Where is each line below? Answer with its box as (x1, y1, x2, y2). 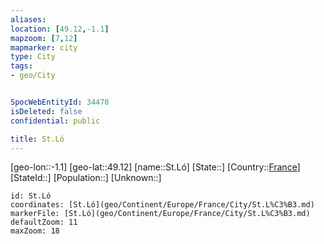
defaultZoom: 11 (10, 217, 78, 228)
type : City (10, 52, 56, 62)
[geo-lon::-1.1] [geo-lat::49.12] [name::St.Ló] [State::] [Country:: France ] (10, 161, 301, 173)
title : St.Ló (10, 134, 65, 144)
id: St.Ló (10, 191, 52, 201)
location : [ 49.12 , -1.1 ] (10, 24, 110, 34)
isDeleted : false (10, 106, 83, 116)
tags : (10, 61, 33, 71)
